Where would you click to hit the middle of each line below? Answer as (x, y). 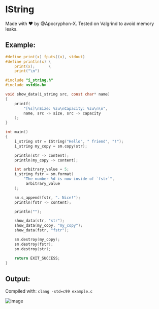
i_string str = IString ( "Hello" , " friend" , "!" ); (69, 141)
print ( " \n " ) (27, 71)
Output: (18, 279)
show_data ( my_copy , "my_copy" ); (49, 226)
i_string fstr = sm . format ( (44, 174)
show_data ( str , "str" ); (40, 221)
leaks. (11, 29)
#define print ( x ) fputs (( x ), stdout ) (45, 57)
